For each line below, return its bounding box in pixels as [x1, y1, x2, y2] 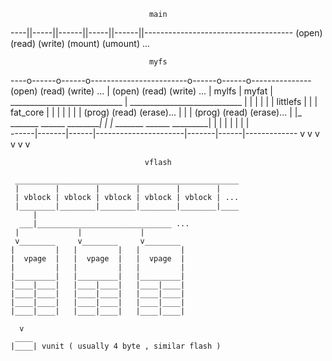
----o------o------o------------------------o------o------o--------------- [10, 75, 312, 86]
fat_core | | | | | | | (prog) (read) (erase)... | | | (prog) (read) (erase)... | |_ [10, 106, 302, 118]
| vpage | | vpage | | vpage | [10, 254, 186, 264]
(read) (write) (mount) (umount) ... [10, 38, 151, 49]
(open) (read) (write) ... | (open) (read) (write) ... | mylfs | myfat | [10, 85, 273, 97]
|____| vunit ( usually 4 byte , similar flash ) [10, 341, 222, 351]
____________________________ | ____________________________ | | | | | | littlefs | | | [10, 96, 318, 107]
